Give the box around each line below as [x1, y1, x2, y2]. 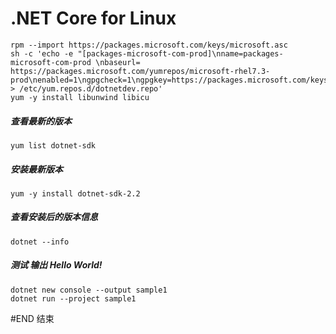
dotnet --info [10, 237, 70, 247]
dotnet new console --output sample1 [10, 285, 168, 295]
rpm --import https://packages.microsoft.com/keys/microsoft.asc [10, 40, 288, 50]
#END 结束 [10, 312, 55, 324]
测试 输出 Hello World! [10, 259, 103, 271]
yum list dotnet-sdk [10, 140, 97, 151]
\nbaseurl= [95, 57, 141, 67]
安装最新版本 [10, 163, 63, 175]
